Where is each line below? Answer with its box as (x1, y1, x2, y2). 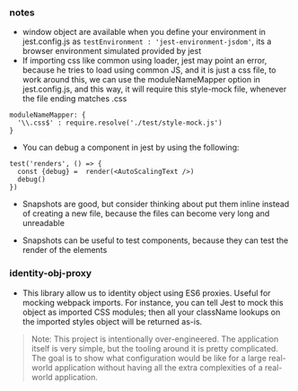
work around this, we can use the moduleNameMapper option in (22, 74, 260, 85)
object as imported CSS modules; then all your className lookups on (22, 307, 281, 317)
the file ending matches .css (22, 93, 127, 104)
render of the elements (22, 245, 108, 256)
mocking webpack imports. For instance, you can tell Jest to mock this (22, 297, 285, 308)
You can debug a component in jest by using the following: (22, 142, 240, 153)
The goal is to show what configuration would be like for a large (31, 352, 267, 363)
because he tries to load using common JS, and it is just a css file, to (22, 65, 276, 75)
